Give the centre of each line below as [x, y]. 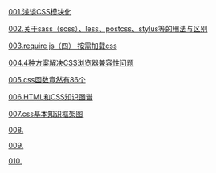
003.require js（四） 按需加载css [63, 46]
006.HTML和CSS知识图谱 [51, 97]
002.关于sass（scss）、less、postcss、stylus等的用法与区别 [108, 29]
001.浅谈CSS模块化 [40, 12]
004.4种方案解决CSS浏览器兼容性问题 [71, 63]
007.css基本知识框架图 [46, 114]
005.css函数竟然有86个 [47, 80]
